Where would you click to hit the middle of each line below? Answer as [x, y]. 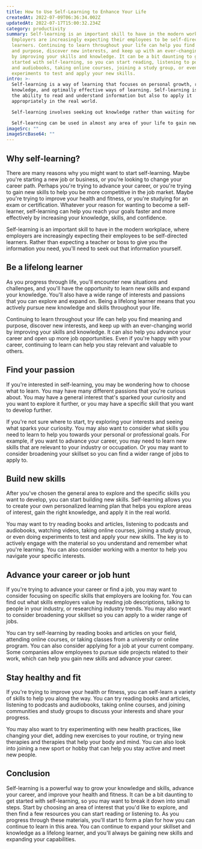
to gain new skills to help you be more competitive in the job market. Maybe [100, 192]
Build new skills [36, 479]
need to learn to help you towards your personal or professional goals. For [98, 434]
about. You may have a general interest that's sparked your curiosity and [96, 397]
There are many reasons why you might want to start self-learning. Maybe [98, 173]
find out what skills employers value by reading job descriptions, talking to [98, 602]
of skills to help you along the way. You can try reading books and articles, [98, 698]
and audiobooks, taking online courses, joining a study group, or [98, 68]
